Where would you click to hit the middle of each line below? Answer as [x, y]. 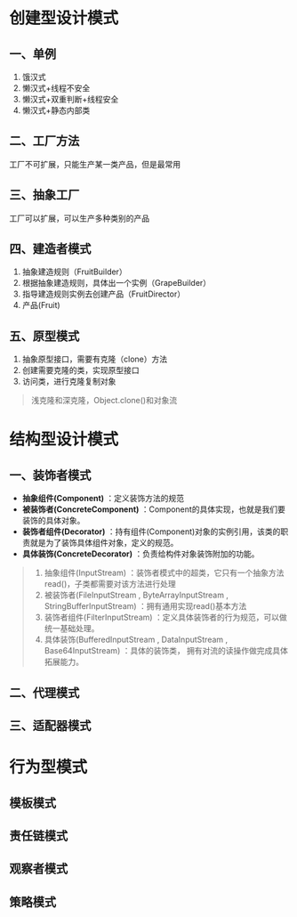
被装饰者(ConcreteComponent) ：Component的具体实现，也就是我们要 [154, 509]
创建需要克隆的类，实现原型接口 [80, 370]
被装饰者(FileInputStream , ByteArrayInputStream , [136, 595]
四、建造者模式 [50, 249]
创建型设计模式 [64, 18]
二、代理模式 [44, 692]
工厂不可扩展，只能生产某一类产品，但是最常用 [95, 164]
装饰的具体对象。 [53, 521]
